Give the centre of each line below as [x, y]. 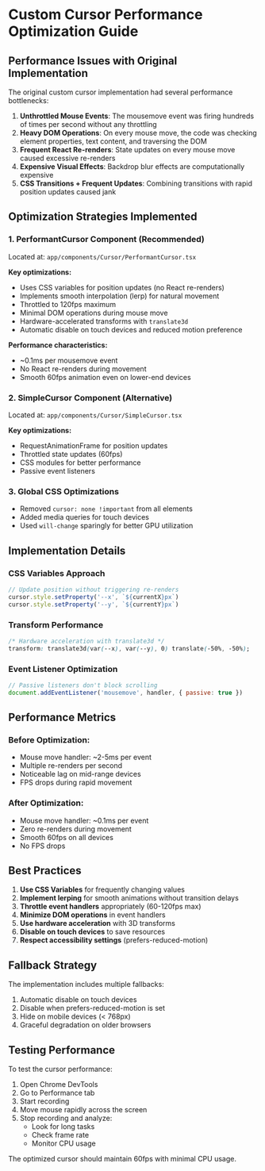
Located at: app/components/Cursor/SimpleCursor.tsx [95, 415]
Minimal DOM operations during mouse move [94, 313]
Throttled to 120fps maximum [68, 304]
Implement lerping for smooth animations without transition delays [129, 898]
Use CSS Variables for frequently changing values [102, 889]
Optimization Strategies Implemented [103, 217]
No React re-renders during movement [83, 369]
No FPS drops [42, 846]
